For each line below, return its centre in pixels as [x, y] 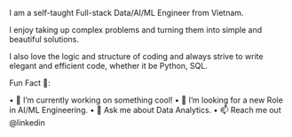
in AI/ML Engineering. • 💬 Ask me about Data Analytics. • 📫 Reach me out [145, 110]
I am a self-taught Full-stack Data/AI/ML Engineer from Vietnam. [126, 13]
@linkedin [28, 122]
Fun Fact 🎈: [30, 83]
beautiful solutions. [44, 39]
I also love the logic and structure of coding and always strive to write [136, 56]
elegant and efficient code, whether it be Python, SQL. [109, 66]
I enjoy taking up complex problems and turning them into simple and [136, 30]
